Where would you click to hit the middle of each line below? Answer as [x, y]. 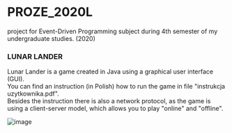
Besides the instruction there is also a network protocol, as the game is [109, 101]
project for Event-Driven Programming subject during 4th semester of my [113, 31]
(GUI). [16, 79]
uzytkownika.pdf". [33, 94]
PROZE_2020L [50, 12]
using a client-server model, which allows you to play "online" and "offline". [115, 109]
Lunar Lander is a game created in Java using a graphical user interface [110, 72]
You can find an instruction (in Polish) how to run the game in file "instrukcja [116, 87]
